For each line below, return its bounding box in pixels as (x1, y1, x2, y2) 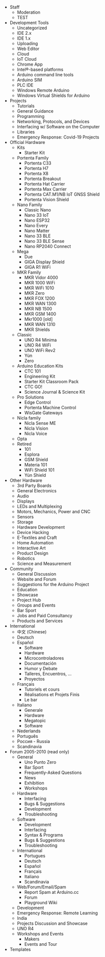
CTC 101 (24, 368, 41, 374)
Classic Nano (24, 207, 51, 212)
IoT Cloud (17, 56, 37, 62)
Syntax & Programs (24, 832, 63, 838)
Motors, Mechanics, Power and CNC (17, 509, 91, 514)
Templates (9, 947, 31, 952)
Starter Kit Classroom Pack (24, 379, 79, 384)
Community (9, 566, 33, 572)
